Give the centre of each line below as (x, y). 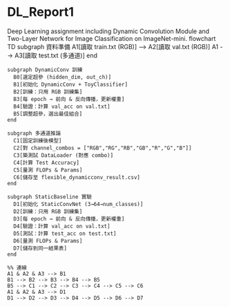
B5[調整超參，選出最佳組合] (48, 114)
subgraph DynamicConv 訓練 (45, 70)
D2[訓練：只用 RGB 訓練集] (48, 212)
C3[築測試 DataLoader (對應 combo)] (64, 155)
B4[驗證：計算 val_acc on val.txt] (62, 106)
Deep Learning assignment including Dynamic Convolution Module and (108, 31)
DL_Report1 (41, 12)
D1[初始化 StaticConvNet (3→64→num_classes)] (78, 204)
